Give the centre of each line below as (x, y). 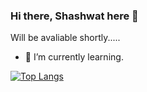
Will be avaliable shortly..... (65, 38)
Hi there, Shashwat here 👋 (74, 16)
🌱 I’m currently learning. (74, 57)
